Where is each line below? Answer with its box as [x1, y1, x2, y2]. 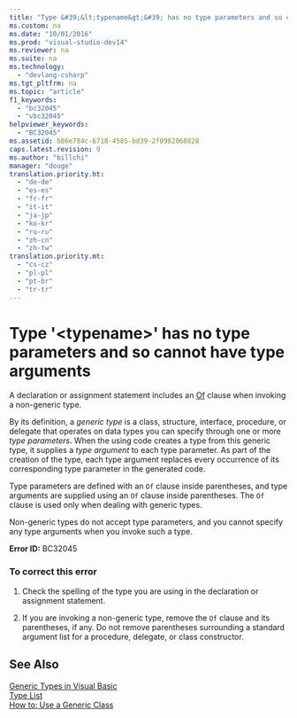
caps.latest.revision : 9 [9, 144, 101, 153]
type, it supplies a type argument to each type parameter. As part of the [9, 445, 271, 456]
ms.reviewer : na [9, 46, 69, 55]
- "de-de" [17, 178, 53, 187]
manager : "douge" [9, 161, 73, 170]
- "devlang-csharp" [17, 71, 89, 80]
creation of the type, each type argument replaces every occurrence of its [9, 454, 280, 465]
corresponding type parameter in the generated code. [9, 464, 206, 474]
